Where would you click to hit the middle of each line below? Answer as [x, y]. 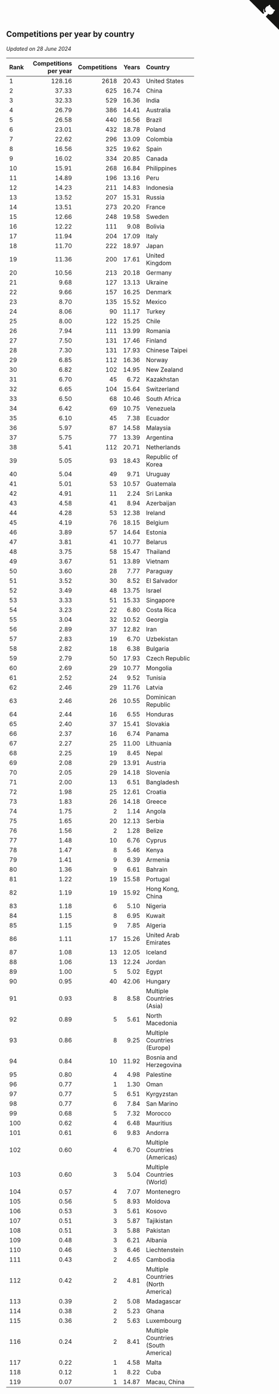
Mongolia [159, 668]
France [156, 207]
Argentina [160, 437]
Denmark [159, 292]
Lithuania [159, 743]
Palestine [159, 1074]
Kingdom [159, 263]
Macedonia [162, 1023]
